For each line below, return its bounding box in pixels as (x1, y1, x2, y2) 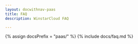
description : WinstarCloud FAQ (5, 16, 69, 21)
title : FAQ (5, 12, 27, 16)
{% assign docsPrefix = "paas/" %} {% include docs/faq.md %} (5, 33, 134, 39)
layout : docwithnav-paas (5, 7, 56, 12)
